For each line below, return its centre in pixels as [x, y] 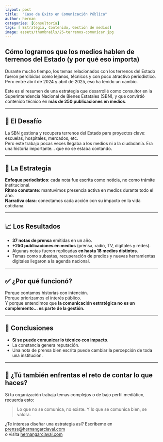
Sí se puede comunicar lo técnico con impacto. [60, 340]
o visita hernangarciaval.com [34, 434]
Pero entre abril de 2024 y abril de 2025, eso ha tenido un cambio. [72, 81]
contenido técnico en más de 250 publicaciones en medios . [66, 101]
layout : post [18, 9]
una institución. [27, 355]
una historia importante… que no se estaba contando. [59, 148]
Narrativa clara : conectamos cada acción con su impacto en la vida [73, 201]
